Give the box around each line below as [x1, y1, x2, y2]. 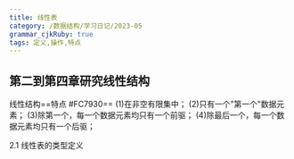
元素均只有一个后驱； [16, 121, 95, 132]
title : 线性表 [9, 13, 58, 22]
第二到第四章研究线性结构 [9, 73, 150, 88]
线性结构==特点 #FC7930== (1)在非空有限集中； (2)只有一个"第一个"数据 [9, 99, 277, 110]
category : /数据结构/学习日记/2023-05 [9, 21, 143, 30]
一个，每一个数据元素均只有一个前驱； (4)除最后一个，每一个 [53, 110, 277, 121]
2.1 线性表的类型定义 [9, 140, 84, 151]
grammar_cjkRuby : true [9, 29, 94, 38]
